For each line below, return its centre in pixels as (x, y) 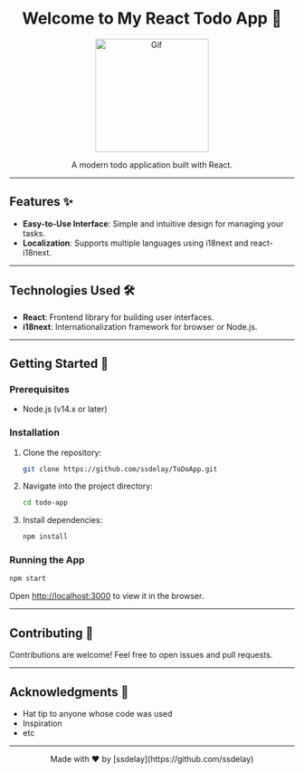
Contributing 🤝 (52, 633)
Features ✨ (41, 202)
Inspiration (42, 723)
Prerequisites (39, 389)
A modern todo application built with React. (152, 164)
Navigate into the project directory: (88, 486)
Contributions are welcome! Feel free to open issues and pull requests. (141, 655)
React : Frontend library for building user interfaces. (118, 317)
